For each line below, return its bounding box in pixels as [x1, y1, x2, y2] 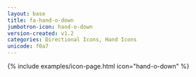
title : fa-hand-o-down [7, 17, 74, 24]
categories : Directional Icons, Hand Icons [7, 36, 137, 43]
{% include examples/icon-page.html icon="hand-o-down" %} [7, 62, 190, 70]
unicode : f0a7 [7, 43, 49, 50]
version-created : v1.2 [7, 29, 74, 37]
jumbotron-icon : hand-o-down [7, 23, 93, 30]
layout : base [7, 10, 46, 17]
